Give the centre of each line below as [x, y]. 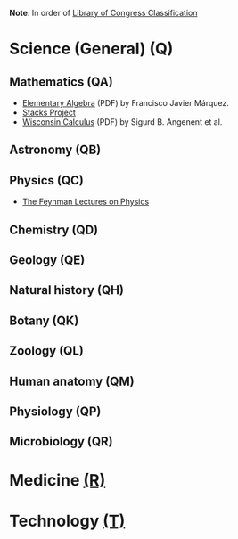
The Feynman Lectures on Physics [86, 202]
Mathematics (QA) [61, 82]
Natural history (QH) [67, 290]
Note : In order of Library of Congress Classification [103, 13]
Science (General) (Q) [91, 49]
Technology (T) [67, 521]
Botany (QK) [44, 320]
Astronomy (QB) [55, 150]
